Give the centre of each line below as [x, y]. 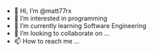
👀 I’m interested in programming [61, 18]
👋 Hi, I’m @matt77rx [43, 11]
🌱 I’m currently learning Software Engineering [80, 26]
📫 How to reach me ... [47, 41]
